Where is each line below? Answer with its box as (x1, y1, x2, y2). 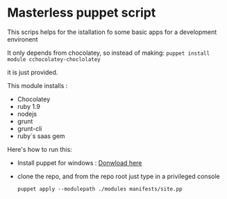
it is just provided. (7, 68, 58, 76)
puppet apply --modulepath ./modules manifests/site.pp (17, 185, 183, 192)
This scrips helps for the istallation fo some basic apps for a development (7, 28, 217, 36)
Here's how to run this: (7, 145, 73, 153)
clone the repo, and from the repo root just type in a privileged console (17, 172, 220, 180)
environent (7, 35, 38, 43)
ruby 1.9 (17, 102, 40, 110)
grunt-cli (17, 124, 42, 132)
